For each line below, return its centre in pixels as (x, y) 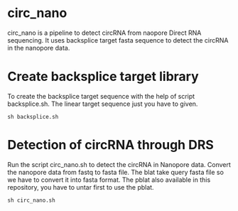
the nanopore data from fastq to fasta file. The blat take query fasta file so (115, 172)
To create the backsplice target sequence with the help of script (101, 96)
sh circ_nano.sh (31, 200)
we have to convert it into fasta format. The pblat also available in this (109, 180)
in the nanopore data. (39, 48)
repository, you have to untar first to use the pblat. (81, 187)
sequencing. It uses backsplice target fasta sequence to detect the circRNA (118, 40)
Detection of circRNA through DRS (111, 145)
